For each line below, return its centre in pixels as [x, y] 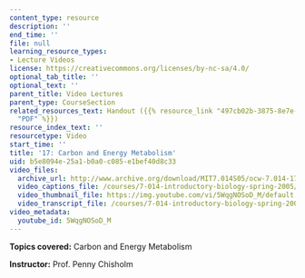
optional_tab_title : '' [54, 77]
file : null [30, 43]
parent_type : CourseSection [63, 102]
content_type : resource [54, 18]
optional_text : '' [44, 85]
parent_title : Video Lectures [67, 94]
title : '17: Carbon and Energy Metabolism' [93, 153]
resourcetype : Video [49, 136]
